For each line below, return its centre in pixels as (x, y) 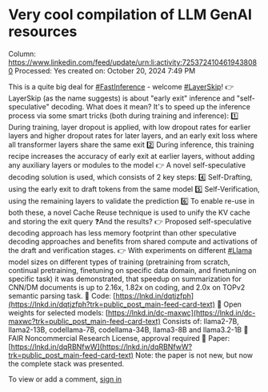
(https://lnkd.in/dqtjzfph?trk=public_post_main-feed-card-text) (112, 304)
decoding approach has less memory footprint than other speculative (122, 232)
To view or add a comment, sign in (65, 379)
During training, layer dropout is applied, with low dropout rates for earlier (130, 127)
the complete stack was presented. (66, 363)
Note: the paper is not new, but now (194, 355)
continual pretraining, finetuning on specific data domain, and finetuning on (132, 270)
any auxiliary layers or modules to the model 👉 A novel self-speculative (127, 164)
